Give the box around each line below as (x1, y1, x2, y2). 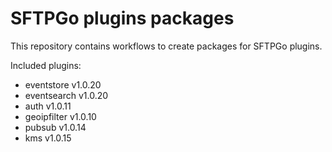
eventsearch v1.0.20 (24, 89, 109, 101)
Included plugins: (10, 59, 82, 71)
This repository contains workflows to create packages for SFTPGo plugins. (10, 40, 323, 52)
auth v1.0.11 (24, 100, 72, 112)
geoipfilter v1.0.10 (24, 110, 97, 122)
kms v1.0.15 (24, 132, 72, 144)
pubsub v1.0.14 (24, 121, 87, 133)
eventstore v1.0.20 (24, 78, 102, 91)
